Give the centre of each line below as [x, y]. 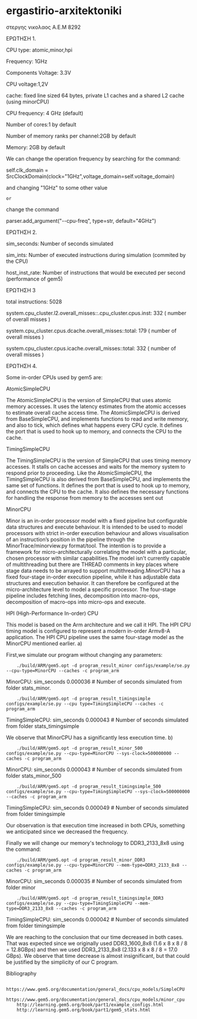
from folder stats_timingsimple [43, 726]
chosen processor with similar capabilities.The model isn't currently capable [98, 558]
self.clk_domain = [27, 170]
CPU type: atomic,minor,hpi [39, 50]
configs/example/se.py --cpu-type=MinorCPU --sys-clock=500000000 [89, 753]
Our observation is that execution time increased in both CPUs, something [96, 825]
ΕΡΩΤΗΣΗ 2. [22, 232]
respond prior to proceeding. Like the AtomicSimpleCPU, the [79, 473]
